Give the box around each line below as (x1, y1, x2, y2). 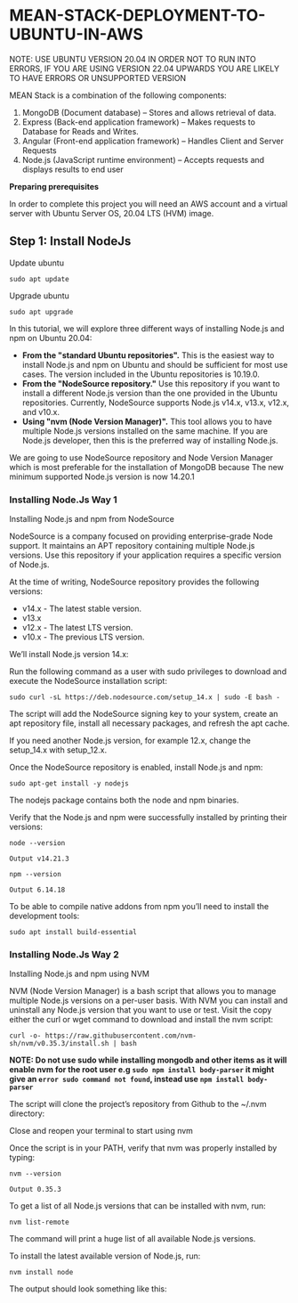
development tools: (9, 910, 80, 922)
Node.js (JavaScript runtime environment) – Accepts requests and (21, 154, 265, 165)
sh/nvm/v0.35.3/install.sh (9, 1039, 109, 1048)
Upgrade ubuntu (9, 290, 69, 301)
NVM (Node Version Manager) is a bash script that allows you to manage (9, 986, 277, 997)
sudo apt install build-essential (9, 928, 138, 937)
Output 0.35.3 (9, 1185, 62, 1194)
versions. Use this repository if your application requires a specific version (9, 550, 282, 561)
